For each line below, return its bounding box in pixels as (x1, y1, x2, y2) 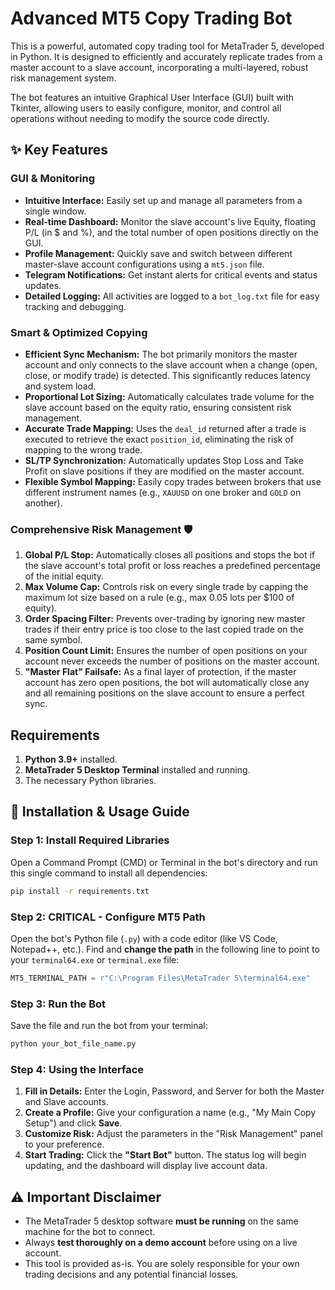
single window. (24, 205, 87, 217)
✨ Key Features (10, 142, 108, 159)
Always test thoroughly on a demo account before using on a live (24, 1237, 298, 1249)
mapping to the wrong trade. (24, 443, 143, 456)
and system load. (24, 380, 97, 392)
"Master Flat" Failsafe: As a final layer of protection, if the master (24, 666, 297, 678)
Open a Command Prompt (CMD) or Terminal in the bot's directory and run (10, 856, 318, 868)
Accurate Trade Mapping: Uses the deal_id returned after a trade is (24, 422, 307, 434)
